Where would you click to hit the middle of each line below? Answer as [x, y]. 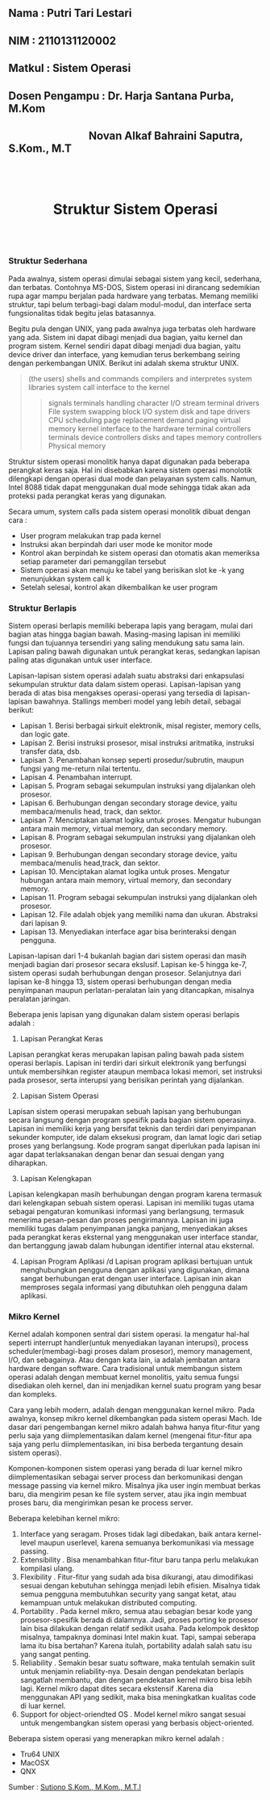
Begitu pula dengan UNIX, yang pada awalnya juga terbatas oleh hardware [132, 328]
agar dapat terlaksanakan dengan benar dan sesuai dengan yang [116, 1154]
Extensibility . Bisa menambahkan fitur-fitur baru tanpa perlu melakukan [139, 1560]
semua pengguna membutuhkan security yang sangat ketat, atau [128, 1594]
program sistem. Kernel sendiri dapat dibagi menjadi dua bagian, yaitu [125, 346]
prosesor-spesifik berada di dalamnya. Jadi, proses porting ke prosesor [139, 1620]
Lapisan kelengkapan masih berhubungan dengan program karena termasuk [135, 1194]
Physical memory [77, 446]
